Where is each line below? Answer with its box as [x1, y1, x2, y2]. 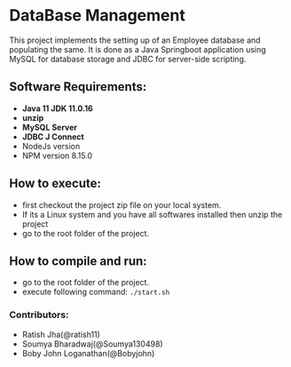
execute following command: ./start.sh [21, 286, 170, 298]
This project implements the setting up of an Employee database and [9, 35, 261, 45]
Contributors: [9, 308, 69, 321]
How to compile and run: [9, 253, 148, 268]
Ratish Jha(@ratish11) [21, 329, 100, 339]
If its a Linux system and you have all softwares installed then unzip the [21, 209, 283, 219]
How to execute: [9, 176, 102, 191]
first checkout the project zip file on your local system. [21, 199, 222, 210]
